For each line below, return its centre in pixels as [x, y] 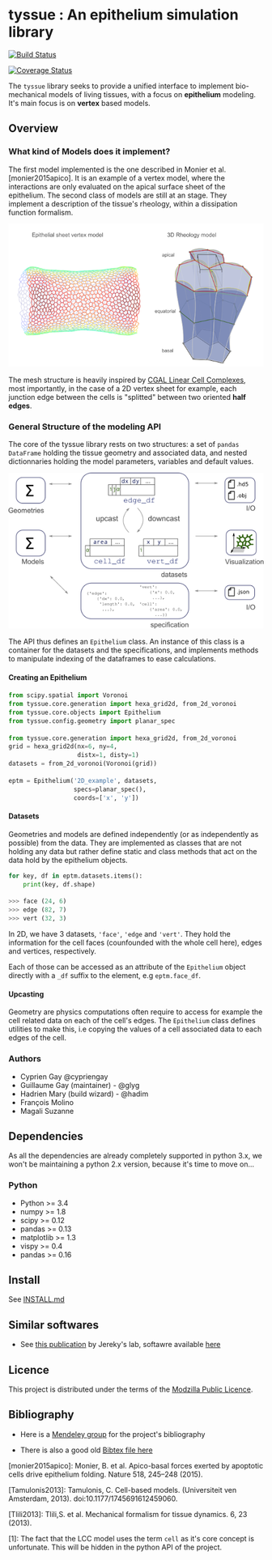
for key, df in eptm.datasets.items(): [76, 876]
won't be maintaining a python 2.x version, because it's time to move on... [132, 1164]
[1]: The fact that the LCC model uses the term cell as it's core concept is [132, 1538]
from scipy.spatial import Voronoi [68, 695]
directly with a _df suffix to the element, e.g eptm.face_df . [104, 976]
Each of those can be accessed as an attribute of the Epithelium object [127, 967]
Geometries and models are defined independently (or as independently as [134, 834]
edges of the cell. [38, 1038]
